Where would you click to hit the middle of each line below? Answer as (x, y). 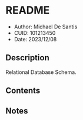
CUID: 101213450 (35, 33)
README (28, 10)
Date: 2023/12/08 (35, 39)
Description (27, 58)
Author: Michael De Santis (46, 27)
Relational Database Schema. (41, 72)
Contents (23, 91)
